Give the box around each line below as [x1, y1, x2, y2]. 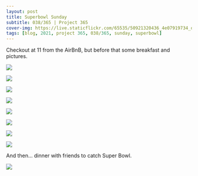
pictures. [6, 53, 28, 60]
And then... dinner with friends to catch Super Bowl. [6, 152, 132, 159]
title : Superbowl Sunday [6, 14, 67, 20]
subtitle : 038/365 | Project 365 [6, 19, 88, 25]
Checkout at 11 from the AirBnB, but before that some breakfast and [6, 46, 170, 53]
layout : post [6, 8, 38, 15]
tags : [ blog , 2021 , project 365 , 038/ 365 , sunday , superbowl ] [6, 31, 162, 36]
